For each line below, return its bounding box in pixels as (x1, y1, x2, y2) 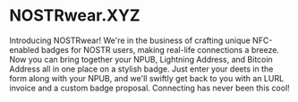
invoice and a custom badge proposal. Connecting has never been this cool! (9, 82, 291, 93)
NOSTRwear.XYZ (9, 5, 140, 26)
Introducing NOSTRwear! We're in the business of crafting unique (9, 35, 251, 46)
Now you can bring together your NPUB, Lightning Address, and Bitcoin (9, 54, 273, 64)
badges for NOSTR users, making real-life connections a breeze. (40, 44, 280, 55)
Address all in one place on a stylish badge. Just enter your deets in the (9, 64, 274, 74)
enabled (9, 44, 39, 55)
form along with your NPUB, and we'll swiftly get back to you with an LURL (9, 72, 285, 83)
